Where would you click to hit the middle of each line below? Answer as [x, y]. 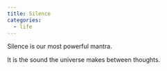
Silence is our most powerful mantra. [60, 47]
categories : [24, 20]
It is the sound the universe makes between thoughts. [84, 60]
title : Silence [29, 14]
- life [23, 26]
